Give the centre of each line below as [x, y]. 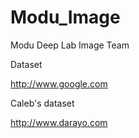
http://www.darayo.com [59, 122]
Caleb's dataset [42, 103]
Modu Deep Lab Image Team [70, 45]
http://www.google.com [59, 83]
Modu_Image [65, 17]
